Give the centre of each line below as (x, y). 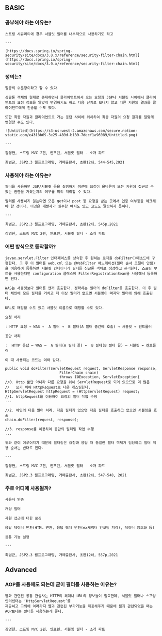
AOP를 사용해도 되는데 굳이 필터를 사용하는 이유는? (61, 585)
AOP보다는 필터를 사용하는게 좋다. (34, 611)
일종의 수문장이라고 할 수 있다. (32, 88)
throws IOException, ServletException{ (99, 377)
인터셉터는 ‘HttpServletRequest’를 (38, 601)
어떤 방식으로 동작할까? (31, 247)
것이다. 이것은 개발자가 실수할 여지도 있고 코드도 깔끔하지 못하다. (73, 206)
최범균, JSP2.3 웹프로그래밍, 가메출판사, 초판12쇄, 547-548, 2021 (66, 475)
